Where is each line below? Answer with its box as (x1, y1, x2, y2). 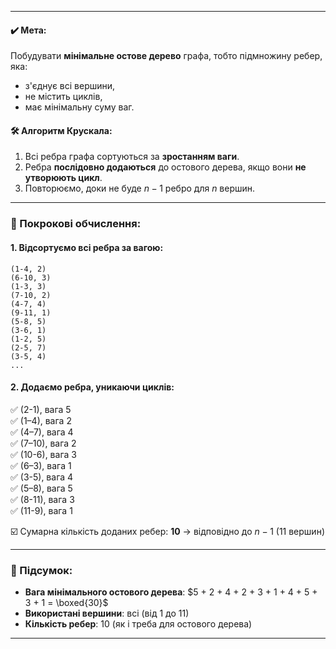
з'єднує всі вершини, (24, 80, 116, 92)
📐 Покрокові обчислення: (10, 217, 142, 231)
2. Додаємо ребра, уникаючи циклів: (10, 381, 175, 393)
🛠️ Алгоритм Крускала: (10, 124, 113, 136)
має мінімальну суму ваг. (24, 101, 135, 113)
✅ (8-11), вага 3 (10, 493, 75, 505)
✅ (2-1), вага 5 (10, 403, 72, 415)
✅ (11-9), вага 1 (10, 504, 73, 516)
